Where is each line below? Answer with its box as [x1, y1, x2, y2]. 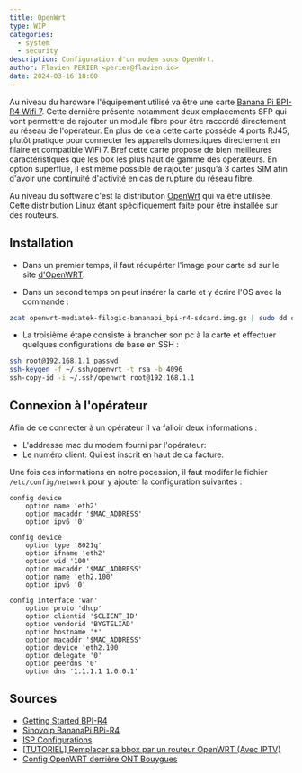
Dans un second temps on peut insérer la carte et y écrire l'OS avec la [22, 286, 282, 297]
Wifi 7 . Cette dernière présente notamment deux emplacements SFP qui [21, 105, 288, 117]
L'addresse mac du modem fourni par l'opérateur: [22, 439, 207, 450]
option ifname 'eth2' [25, 548, 106, 558]
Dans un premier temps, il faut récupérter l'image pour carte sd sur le [22, 259, 280, 270]
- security [17, 47, 58, 56]
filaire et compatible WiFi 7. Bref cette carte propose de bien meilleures [9, 144, 272, 155]
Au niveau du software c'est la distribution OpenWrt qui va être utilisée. [9, 190, 272, 201]
